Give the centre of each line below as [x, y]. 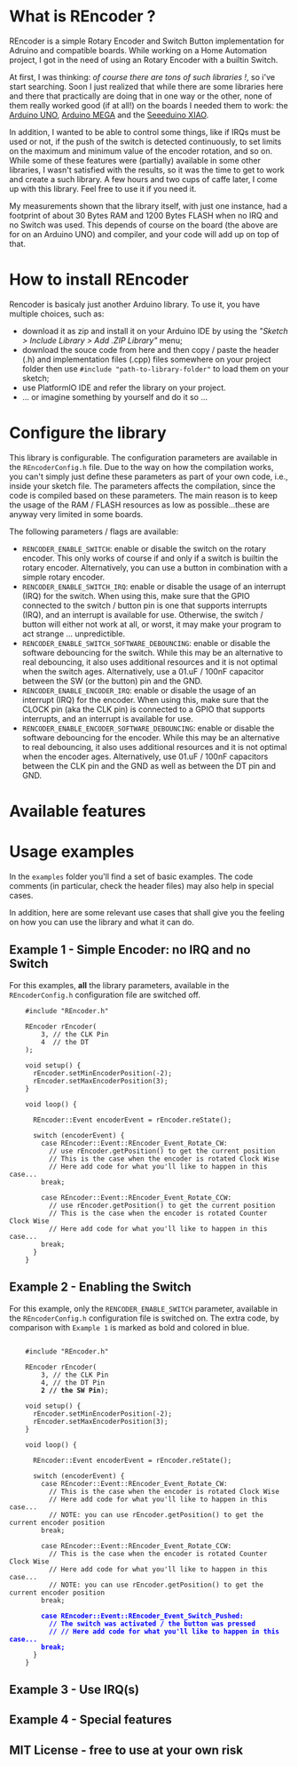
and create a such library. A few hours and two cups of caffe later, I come [143, 179]
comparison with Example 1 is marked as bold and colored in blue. [129, 1327]
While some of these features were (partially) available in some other [135, 160]
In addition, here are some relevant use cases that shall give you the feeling [147, 912]
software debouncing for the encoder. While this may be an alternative [151, 737]
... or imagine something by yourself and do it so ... [115, 396]
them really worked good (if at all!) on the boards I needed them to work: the [149, 105]
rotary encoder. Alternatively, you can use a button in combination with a [155, 567]
